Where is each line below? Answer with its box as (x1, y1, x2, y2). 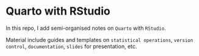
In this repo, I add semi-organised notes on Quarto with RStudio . (5, 24, 166, 32)
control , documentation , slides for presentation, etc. (5, 43, 137, 50)
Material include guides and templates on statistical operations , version (5, 36, 194, 43)
